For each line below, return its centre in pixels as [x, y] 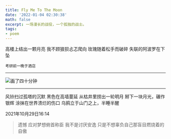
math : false [18, 19]
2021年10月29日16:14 [27, 114]
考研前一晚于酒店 [21, 66]
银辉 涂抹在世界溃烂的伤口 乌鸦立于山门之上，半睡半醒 [62, 103]
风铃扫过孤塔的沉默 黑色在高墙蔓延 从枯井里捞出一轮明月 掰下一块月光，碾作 [85, 97]
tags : [11, 29]
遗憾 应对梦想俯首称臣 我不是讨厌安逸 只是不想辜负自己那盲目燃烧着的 [91, 125]
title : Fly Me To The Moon [34, 10]
